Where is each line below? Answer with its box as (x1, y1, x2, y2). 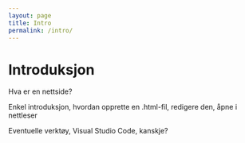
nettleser (8, 110, 38, 120)
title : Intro (8, 19, 52, 27)
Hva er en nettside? (8, 87, 73, 96)
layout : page (8, 11, 52, 20)
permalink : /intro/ (8, 26, 73, 34)
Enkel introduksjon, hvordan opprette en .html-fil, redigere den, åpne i (8, 102, 238, 112)
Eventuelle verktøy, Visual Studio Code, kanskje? (8, 126, 169, 136)
